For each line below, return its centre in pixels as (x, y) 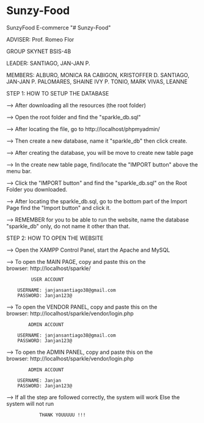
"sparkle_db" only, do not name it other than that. (68, 226)
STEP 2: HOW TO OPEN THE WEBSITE (55, 238)
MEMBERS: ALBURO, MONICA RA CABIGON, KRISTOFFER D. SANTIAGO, (98, 75)
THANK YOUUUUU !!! (62, 415)
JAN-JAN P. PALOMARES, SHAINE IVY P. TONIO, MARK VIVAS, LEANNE (97, 81)
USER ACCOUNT (47, 279)
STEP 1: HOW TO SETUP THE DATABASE (58, 93)
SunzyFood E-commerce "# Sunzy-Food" (59, 28)
